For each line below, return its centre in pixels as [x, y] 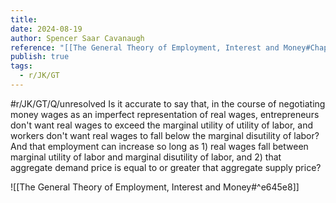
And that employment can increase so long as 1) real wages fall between [159, 146]
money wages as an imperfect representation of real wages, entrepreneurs [165, 114]
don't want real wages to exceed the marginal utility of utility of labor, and [162, 125]
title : [24, 19]
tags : [21, 66]
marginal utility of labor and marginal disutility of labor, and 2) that [146, 157]
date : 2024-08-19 [46, 29]
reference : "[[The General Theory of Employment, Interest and [145, 47]
